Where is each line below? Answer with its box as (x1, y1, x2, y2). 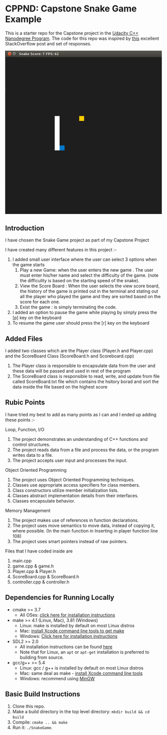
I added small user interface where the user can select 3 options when (12, 256, 157, 262)
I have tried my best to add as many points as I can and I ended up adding (5, 411, 157, 417)
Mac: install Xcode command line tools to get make (19, 628, 124, 634)
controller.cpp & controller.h (12, 579, 70, 585)
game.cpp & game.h (12, 563, 54, 569)
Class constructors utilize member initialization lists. (12, 487, 119, 493)
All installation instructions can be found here (19, 644, 113, 650)
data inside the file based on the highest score (12, 384, 108, 390)
